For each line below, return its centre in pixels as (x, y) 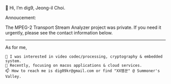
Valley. (13, 76)
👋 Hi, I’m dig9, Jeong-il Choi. (35, 8)
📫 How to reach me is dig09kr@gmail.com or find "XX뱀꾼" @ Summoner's (83, 71)
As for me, (16, 47)
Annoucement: (21, 17)
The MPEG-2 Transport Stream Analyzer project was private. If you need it (83, 27)
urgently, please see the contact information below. (59, 33)
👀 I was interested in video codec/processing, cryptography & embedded (84, 57)
